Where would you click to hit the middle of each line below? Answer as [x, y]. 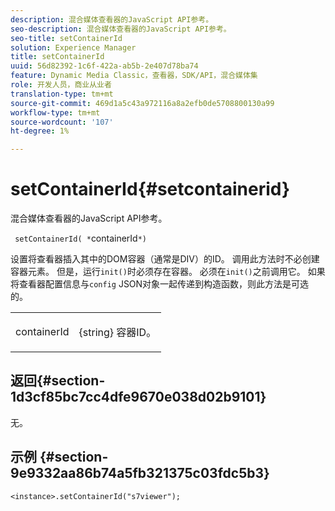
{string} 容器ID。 [117, 333]
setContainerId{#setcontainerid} [150, 189]
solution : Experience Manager [73, 47]
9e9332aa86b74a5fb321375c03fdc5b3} [140, 473]
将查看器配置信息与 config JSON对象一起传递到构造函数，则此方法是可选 [160, 284]
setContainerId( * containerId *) [81, 238]
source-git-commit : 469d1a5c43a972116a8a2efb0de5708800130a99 [142, 103]
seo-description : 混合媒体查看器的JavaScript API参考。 [121, 29]
